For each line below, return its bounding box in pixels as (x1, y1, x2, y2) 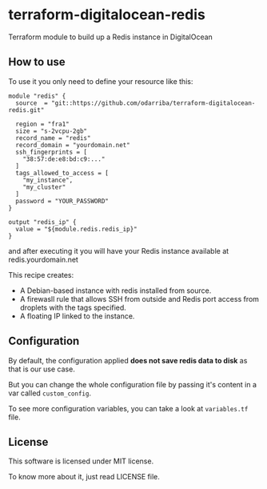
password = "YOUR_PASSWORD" (15, 197, 110, 205)
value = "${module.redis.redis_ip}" (15, 225, 137, 233)
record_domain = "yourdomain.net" (15, 141, 130, 149)
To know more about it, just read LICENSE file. (8, 472, 160, 482)
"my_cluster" (22, 182, 66, 191)
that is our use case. (8, 364, 76, 374)
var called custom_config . (8, 388, 92, 398)
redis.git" (8, 106, 45, 114)
